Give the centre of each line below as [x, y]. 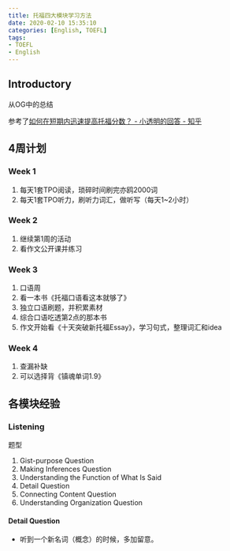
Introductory [40, 84]
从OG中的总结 [31, 104]
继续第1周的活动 [45, 239]
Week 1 [22, 172]
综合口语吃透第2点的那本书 [63, 318]
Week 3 [23, 270]
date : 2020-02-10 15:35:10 [52, 23]
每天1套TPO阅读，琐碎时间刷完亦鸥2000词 [89, 190]
